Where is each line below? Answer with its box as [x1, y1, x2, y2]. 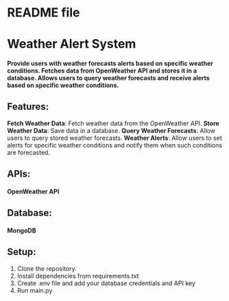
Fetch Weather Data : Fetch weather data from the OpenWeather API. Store [7, 119, 219, 128]
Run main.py [16, 286, 53, 294]
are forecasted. [7, 148, 50, 156]
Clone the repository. [16, 264, 77, 272]
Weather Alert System [7, 36, 136, 52]
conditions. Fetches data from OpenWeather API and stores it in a [7, 67, 197, 75]
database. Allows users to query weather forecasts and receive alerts [7, 73, 210, 82]
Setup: [7, 246, 36, 258]
